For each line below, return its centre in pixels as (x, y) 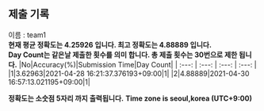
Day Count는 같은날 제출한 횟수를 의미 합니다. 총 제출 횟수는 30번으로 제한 (123, 55)
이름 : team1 (27, 35)
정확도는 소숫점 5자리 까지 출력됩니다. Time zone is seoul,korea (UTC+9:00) (130, 98)
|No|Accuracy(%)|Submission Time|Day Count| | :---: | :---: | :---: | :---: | (138, 64)
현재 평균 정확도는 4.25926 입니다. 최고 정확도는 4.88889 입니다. (110, 44)
